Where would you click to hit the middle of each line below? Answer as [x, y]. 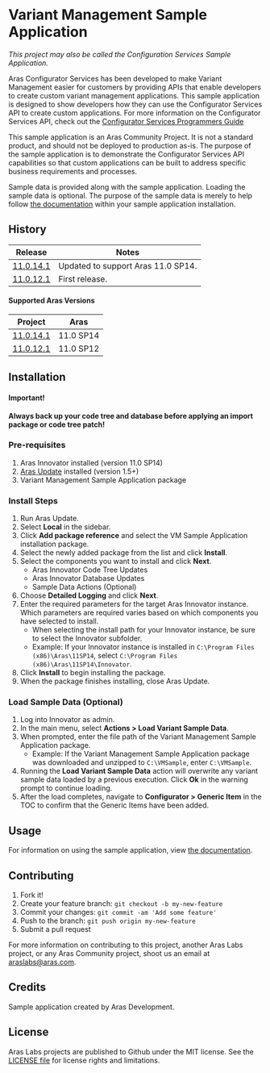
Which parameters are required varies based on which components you [139, 613]
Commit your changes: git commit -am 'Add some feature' [118, 912]
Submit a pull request [55, 929]
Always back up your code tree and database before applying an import [131, 415]
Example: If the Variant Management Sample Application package [141, 754]
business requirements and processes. [73, 171]
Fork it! [32, 895]
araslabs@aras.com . [42, 962]
